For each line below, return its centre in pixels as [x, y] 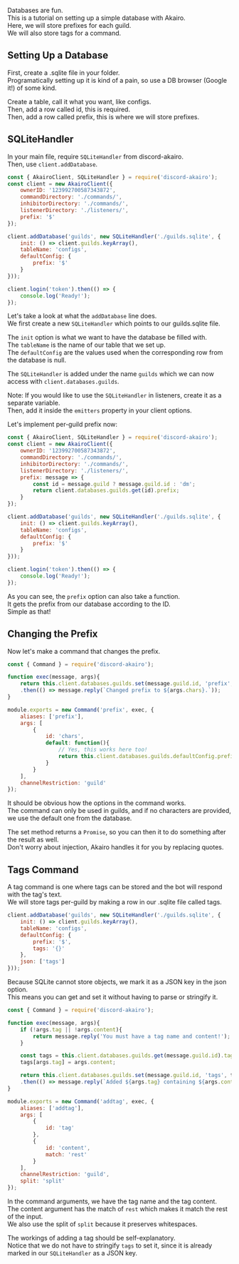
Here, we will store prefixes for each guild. [69, 25]
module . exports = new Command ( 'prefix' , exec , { [81, 709]
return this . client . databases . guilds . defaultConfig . [138, 757]
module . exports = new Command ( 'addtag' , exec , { [81, 1101]
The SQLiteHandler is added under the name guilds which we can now [111, 374]
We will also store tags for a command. [64, 33]
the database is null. [37, 360]
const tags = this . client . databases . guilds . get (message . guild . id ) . [122, 1056]
